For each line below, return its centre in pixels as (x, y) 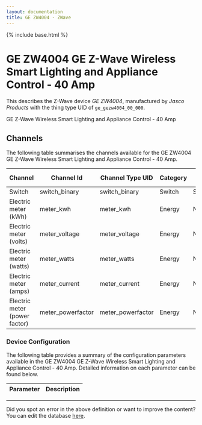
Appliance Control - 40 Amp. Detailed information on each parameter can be (101, 368)
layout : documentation (35, 12)
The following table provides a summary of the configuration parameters (96, 355)
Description (63, 389)
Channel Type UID (127, 178)
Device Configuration (38, 342)
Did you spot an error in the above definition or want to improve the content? (101, 409)
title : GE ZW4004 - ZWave (38, 17)
